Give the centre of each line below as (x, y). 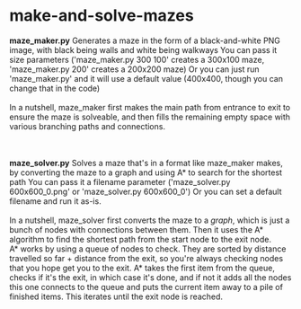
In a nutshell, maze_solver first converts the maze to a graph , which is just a (150, 220)
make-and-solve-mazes (102, 16)
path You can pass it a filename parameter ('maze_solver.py (120, 181)
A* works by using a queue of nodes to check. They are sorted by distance (148, 249)
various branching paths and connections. (88, 126)
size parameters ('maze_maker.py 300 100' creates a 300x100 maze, (137, 59)
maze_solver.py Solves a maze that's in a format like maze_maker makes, (146, 163)
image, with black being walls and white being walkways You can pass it (143, 49)
